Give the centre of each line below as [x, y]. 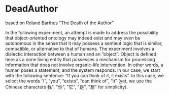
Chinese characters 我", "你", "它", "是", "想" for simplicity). [67, 87]
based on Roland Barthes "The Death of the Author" [60, 23]
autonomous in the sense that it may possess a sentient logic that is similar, [84, 43]
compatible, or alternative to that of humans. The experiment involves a [80, 49]
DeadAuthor [32, 9]
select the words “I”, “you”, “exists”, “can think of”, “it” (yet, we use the [79, 81]
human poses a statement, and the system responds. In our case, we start [83, 70]
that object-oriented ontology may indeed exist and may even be [73, 38]
